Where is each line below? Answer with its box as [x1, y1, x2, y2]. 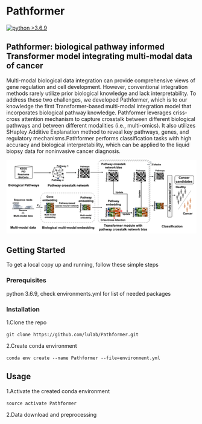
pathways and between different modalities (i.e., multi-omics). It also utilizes [6, 122, 196, 129]
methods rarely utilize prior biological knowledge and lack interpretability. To [6, 90, 197, 97]
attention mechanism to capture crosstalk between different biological [21, 115, 196, 122]
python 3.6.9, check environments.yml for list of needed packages [6, 290, 171, 297]
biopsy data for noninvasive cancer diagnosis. [6, 147, 121, 155]
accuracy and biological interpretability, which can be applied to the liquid [6, 141, 190, 148]
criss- [172, 109, 188, 116]
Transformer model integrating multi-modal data [6, 51, 193, 62]
